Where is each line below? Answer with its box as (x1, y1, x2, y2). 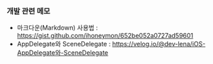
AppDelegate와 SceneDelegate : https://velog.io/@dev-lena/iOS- (16, 40, 206, 49)
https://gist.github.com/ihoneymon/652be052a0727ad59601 (16, 32, 194, 40)
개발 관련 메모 (6, 6, 51, 15)
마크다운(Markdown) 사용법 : (16, 23, 98, 32)
